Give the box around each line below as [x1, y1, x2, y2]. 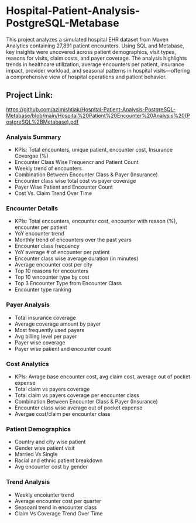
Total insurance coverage [14, 314, 76, 321]
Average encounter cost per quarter [14, 497, 101, 504]
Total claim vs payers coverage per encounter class [14, 391, 139, 399]
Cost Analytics [6, 360, 50, 368]
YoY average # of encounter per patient [14, 249, 110, 256]
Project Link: [6, 90, 53, 100]
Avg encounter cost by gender [14, 463, 88, 470]
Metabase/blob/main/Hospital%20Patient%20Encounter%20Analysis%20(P [6, 112, 190, 119]
